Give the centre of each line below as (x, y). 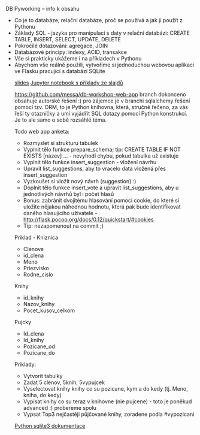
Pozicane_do (39, 353)
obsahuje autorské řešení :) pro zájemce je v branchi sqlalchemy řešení (102, 101)
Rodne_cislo (38, 274)
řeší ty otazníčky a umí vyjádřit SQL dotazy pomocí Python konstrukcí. (101, 114)
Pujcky (22, 322)
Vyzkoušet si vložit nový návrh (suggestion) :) (80, 181)
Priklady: (25, 364)
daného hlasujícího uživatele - (60, 213)
